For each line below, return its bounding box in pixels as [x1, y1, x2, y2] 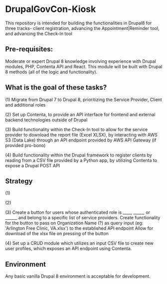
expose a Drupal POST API [5, 162, 60, 168]
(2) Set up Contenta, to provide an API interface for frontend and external [5, 111, 156, 118]
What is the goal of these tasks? [5, 83, 107, 92]
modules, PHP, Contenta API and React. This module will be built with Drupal [5, 63, 163, 69]
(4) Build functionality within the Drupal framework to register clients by [5, 152, 152, 158]
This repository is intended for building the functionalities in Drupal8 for [5, 20, 152, 26]
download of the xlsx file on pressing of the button [5, 231, 109, 237]
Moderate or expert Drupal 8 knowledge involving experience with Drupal [5, 58, 156, 64]
